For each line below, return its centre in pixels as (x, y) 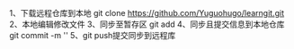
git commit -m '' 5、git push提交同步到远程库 (93, 35)
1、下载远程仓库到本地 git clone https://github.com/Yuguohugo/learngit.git (147, 13)
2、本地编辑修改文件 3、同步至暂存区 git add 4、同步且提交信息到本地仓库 (147, 24)
